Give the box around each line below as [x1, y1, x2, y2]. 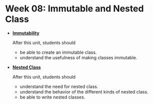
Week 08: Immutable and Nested [5, 3, 144, 14]
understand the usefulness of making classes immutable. [19, 54, 138, 60]
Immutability [12, 30, 40, 36]
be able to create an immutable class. [19, 49, 97, 55]
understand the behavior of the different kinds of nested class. [19, 89, 149, 95]
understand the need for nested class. [19, 83, 99, 90]
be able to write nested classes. [19, 94, 86, 100]
